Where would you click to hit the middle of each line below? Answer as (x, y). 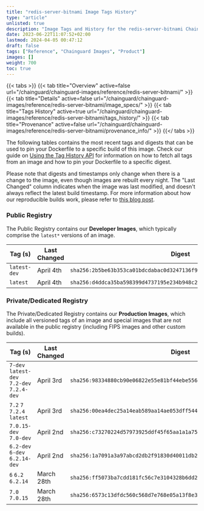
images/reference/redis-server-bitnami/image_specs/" (75, 105)
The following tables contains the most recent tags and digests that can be (100, 143)
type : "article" (27, 18)
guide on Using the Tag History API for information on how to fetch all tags (99, 156)
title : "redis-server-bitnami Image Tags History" (72, 12)
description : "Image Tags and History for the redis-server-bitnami (95, 29)
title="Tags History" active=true (46, 111)
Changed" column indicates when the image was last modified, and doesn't (101, 187)
